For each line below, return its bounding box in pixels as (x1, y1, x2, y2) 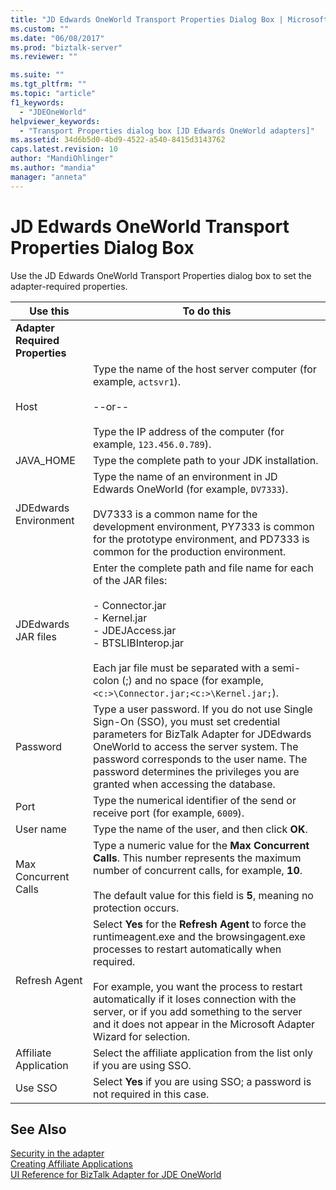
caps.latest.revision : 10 (10, 144, 118, 155)
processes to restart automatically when (93, 942, 282, 956)
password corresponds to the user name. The (93, 752, 308, 766)
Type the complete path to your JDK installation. (93, 453, 319, 467)
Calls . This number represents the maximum (93, 851, 302, 865)
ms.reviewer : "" (10, 52, 78, 62)
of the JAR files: (93, 573, 168, 587)
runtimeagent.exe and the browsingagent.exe (93, 929, 306, 943)
